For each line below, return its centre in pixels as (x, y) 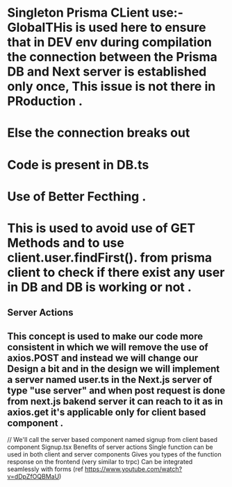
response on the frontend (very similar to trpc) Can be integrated (100, 462)
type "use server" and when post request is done (116, 390)
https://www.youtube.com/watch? (133, 469)
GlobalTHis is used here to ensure (107, 27)
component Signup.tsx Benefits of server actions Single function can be (110, 447)
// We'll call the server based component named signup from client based (112, 440)
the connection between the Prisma (112, 57)
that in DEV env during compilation (110, 42)
